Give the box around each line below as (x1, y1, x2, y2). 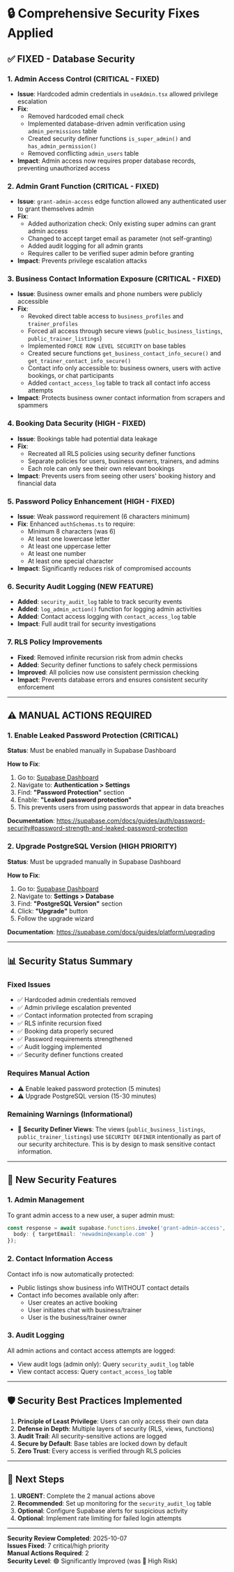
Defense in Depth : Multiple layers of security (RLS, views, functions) (17, 1424, 214, 1432)
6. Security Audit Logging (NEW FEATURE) (7, 581, 154, 591)
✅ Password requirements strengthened (17, 1035, 133, 1043)
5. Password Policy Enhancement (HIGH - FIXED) (7, 497, 175, 506)
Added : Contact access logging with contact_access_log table (17, 612, 196, 621)
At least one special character (27, 557, 114, 566)
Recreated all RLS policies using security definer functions (27, 449, 196, 457)
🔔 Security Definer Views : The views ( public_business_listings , (17, 1125, 205, 1133)
